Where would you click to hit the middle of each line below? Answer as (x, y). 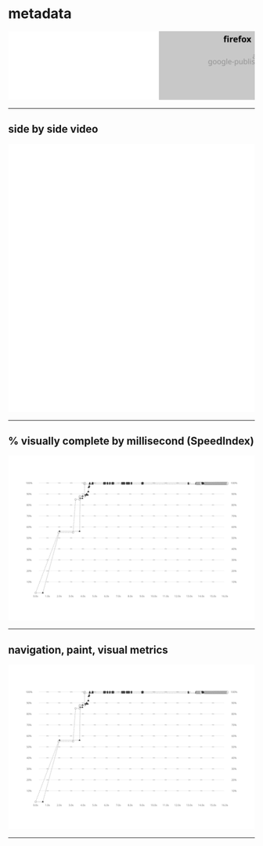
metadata (40, 14)
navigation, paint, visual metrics (88, 649)
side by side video (53, 129)
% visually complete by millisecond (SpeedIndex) (131, 441)
